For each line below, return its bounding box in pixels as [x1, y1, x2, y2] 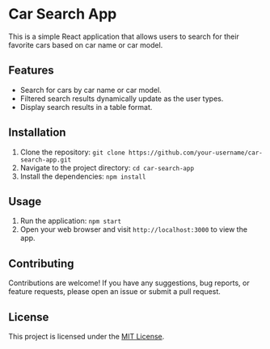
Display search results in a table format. [19, 102, 153, 111]
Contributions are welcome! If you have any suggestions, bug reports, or [8, 278, 250, 288]
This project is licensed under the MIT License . [8, 332, 165, 341]
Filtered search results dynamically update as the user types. [19, 94, 224, 103]
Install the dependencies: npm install [19, 171, 146, 181]
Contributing [8, 256, 74, 271]
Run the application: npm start [19, 216, 122, 226]
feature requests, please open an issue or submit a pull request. [8, 287, 221, 296]
